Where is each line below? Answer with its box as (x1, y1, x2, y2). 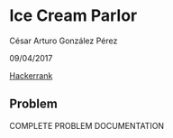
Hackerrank (9, 69, 53, 81)
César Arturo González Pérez (9, 35, 118, 46)
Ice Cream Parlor (9, 5, 138, 26)
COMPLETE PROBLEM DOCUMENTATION (9, 120, 165, 131)
